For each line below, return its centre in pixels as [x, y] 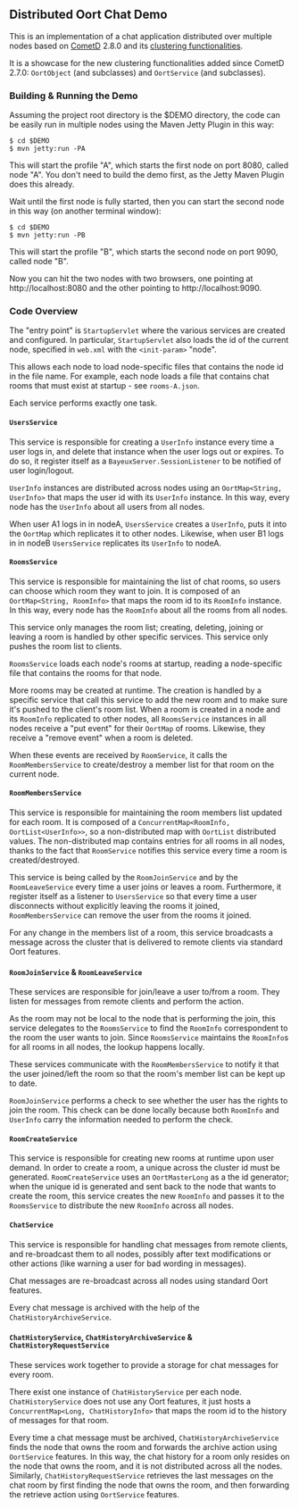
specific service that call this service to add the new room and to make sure [149, 699]
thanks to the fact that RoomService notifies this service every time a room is [148, 851]
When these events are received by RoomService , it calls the [118, 754]
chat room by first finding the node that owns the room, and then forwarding [149, 1485]
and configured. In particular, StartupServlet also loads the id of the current [149, 340]
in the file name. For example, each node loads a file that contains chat [139, 376]
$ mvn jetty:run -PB [48, 236]
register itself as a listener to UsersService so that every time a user [133, 896]
